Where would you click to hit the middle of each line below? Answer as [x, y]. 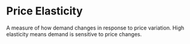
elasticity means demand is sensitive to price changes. [74, 34]
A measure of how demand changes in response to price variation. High [95, 28]
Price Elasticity [44, 11]
